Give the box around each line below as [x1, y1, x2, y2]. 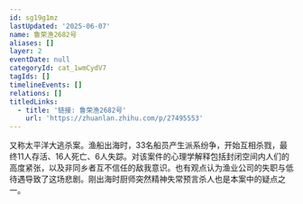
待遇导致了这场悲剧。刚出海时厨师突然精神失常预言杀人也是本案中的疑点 [9, 173, 278, 185]
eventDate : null [9, 55, 70, 64]
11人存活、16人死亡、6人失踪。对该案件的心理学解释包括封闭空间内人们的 [16, 151, 290, 162]
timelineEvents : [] [9, 80, 83, 89]
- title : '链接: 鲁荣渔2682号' [17, 106, 127, 115]
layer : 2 [9, 47, 42, 56]
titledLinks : [9, 97, 59, 107]
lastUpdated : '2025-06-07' [9, 22, 111, 31]
